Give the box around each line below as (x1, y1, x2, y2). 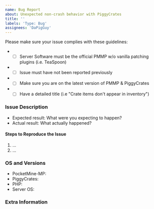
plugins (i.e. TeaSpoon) (19, 59, 67, 65)
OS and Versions (5, 159, 46, 166)
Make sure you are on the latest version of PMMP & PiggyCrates (19, 80, 150, 86)
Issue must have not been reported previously (19, 70, 113, 76)
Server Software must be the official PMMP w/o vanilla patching (19, 53, 149, 59)
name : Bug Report (5, 7, 41, 12)
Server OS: (12, 186, 35, 192)
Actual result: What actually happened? (12, 120, 92, 126)
